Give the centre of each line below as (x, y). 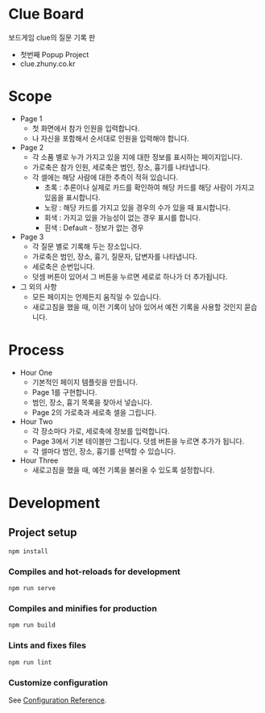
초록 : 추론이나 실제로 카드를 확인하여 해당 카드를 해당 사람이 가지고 (149, 187)
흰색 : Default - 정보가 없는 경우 (94, 228)
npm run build (32, 625)
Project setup (43, 533)
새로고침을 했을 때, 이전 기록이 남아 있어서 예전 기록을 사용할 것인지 (137, 307)
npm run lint (30, 662)
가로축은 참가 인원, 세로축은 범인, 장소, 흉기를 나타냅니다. (121, 167)
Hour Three (39, 460)
